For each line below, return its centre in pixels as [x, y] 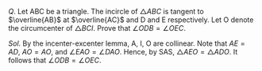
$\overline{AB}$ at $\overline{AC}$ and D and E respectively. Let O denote [131, 20]
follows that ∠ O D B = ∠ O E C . [55, 60]
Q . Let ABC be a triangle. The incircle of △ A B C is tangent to [106, 11]
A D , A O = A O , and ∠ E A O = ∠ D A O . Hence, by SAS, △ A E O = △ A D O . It [123, 52]
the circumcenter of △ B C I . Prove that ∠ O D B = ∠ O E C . [97, 28]
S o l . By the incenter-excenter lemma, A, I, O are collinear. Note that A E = [127, 43]
